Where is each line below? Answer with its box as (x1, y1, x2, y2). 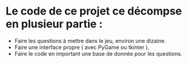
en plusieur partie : (5, 17, 103, 31)
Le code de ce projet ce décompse (5, 4, 183, 18)
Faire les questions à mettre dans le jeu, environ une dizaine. (14, 37, 166, 44)
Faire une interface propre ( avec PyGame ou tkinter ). (14, 44, 150, 51)
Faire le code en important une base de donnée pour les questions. (14, 50, 183, 57)
